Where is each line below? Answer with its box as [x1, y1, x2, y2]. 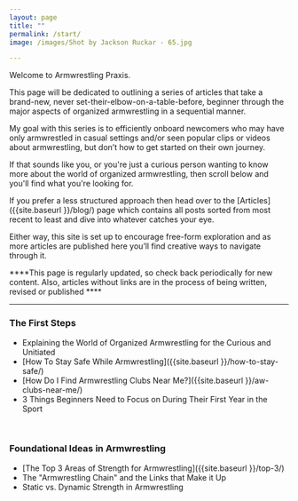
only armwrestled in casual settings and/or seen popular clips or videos [9, 132, 271, 143]
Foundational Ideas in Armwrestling [9, 442, 167, 455]
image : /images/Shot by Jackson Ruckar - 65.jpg [9, 37, 192, 47]
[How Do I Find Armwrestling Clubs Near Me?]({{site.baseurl [21, 375, 244, 386]
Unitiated [21, 346, 56, 357]
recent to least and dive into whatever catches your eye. [9, 214, 215, 225]
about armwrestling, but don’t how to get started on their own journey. [9, 142, 266, 153]
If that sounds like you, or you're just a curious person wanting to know [9, 159, 269, 170]
